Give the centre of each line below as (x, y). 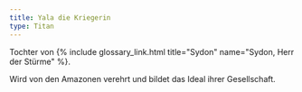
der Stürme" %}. (40, 61)
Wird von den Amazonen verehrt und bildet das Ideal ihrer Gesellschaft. (142, 78)
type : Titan (32, 26)
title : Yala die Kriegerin (60, 18)
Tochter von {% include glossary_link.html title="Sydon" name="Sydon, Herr (152, 51)
